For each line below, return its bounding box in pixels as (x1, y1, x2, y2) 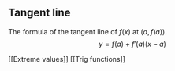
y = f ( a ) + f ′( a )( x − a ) (98, 39, 167, 48)
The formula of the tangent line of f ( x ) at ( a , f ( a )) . (8, 27, 167, 36)
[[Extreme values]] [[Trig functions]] (8, 54, 126, 63)
